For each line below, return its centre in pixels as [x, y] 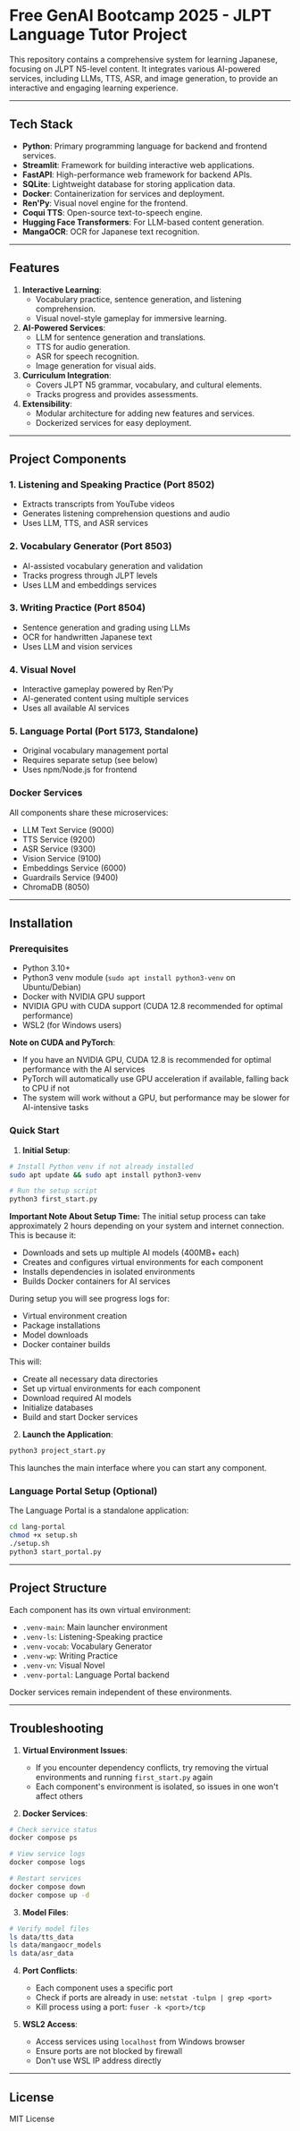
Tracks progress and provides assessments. [117, 394]
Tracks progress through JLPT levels [90, 575]
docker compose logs [48, 1863]
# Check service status [54, 1830]
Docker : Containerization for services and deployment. [123, 193]
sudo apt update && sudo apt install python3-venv [105, 1175]
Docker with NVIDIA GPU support [83, 997]
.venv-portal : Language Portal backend [96, 1675]
